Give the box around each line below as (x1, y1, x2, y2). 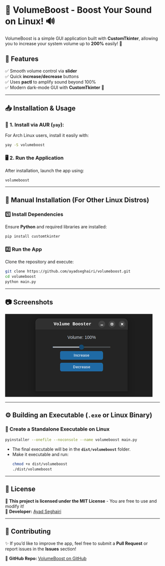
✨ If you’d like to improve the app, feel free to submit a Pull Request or (5, 540, 148, 546)
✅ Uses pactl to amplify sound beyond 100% (5, 79, 96, 85)
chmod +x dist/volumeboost (12, 461, 68, 467)
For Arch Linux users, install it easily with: (5, 133, 89, 138)
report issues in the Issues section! (5, 546, 77, 552)
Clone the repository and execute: (5, 259, 74, 265)
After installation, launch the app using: (5, 167, 84, 173)
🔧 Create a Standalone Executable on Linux (5, 426, 110, 432)
